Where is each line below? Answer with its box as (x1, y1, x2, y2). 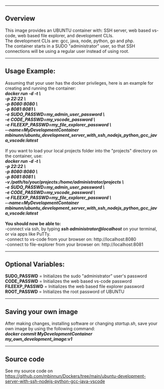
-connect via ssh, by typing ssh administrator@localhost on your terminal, (5, 226, 157, 232)
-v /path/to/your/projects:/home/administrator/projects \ (5, 179, 124, 185)
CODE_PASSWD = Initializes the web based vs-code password (5, 278, 132, 284)
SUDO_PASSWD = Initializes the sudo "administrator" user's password (5, 273, 147, 279)
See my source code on (5, 368, 53, 374)
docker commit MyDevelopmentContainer (5, 331, 93, 337)
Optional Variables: (5, 260, 65, 268)
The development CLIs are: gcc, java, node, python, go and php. (5, 38, 134, 44)
